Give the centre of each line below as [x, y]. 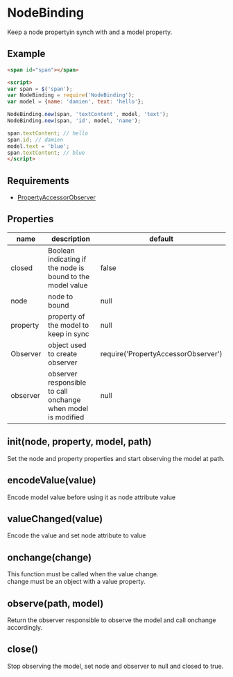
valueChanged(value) [55, 519]
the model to [69, 325]
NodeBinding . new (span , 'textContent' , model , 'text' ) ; [88, 115]
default [161, 239]
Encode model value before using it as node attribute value [91, 497]
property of [67, 316]
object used [67, 345]
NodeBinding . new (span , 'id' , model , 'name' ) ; [74, 121]
